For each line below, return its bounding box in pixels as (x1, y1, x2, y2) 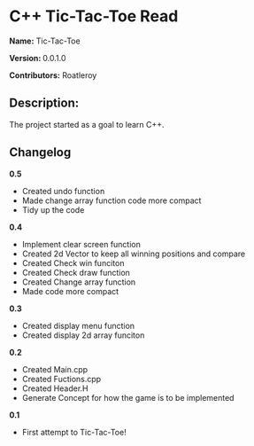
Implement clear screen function (21, 239, 142, 249)
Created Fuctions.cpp (21, 373, 102, 384)
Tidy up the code (21, 204, 85, 215)
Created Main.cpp (21, 364, 89, 374)
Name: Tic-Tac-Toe (9, 35, 81, 46)
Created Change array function (21, 277, 136, 287)
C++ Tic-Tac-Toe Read (9, 6, 179, 27)
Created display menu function (21, 320, 135, 331)
